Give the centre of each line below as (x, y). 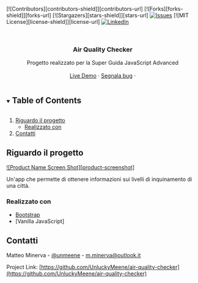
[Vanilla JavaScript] (40, 221)
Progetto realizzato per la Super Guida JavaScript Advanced (103, 63)
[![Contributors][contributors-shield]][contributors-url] (75, 9)
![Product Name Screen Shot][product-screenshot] (71, 167)
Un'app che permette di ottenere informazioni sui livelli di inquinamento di (99, 179)
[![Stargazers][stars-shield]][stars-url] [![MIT (121, 15)
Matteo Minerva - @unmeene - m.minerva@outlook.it (74, 255)
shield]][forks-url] (29, 15)
